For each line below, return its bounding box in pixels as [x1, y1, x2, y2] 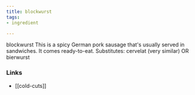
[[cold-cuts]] [14, 82, 47, 89]
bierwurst [6, 54, 30, 61]
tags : [6, 14, 20, 20]
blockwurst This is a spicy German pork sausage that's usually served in [6, 41, 185, 48]
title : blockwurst [6, 8, 52, 15]
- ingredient [6, 20, 39, 26]
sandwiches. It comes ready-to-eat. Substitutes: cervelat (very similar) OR [6, 47, 190, 55]
